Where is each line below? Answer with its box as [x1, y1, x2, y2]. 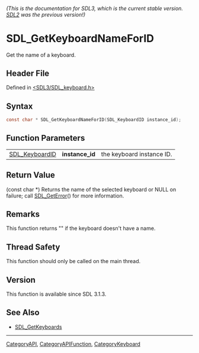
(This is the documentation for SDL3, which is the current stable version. [6, 5, 184, 12]
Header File [6, 68, 50, 78]
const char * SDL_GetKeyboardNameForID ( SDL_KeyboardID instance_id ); [6, 117, 182, 123]
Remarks [6, 209, 40, 219]
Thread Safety [6, 242, 60, 252]
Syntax [6, 101, 33, 111]
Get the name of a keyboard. [6, 51, 76, 59]
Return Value [6, 170, 55, 180]
